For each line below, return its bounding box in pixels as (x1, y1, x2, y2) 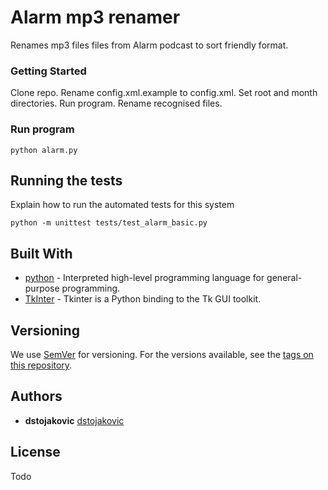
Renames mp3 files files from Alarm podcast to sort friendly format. (10, 39, 289, 51)
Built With (10, 245, 73, 262)
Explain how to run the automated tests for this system (10, 199, 235, 211)
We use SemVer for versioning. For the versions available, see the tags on (10, 348, 314, 360)
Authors (10, 388, 63, 405)
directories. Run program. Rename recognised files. (10, 97, 223, 110)
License (10, 444, 61, 461)
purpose (24, 282, 60, 295)
